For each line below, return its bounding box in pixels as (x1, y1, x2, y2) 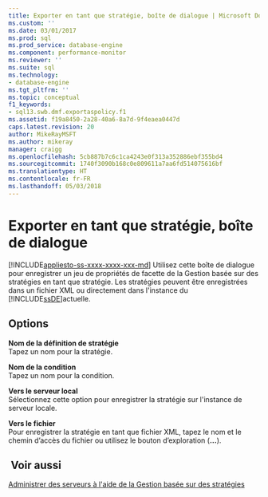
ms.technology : (8, 71, 59, 79)
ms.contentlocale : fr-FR (8, 175, 91, 183)
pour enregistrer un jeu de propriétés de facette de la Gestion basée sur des (8, 268, 259, 278)
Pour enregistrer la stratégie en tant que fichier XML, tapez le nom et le (8, 427, 242, 436)
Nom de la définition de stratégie (8, 338, 120, 348)
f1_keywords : (8, 101, 52, 108)
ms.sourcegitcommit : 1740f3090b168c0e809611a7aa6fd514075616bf (8, 160, 223, 168)
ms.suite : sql (8, 64, 56, 72)
